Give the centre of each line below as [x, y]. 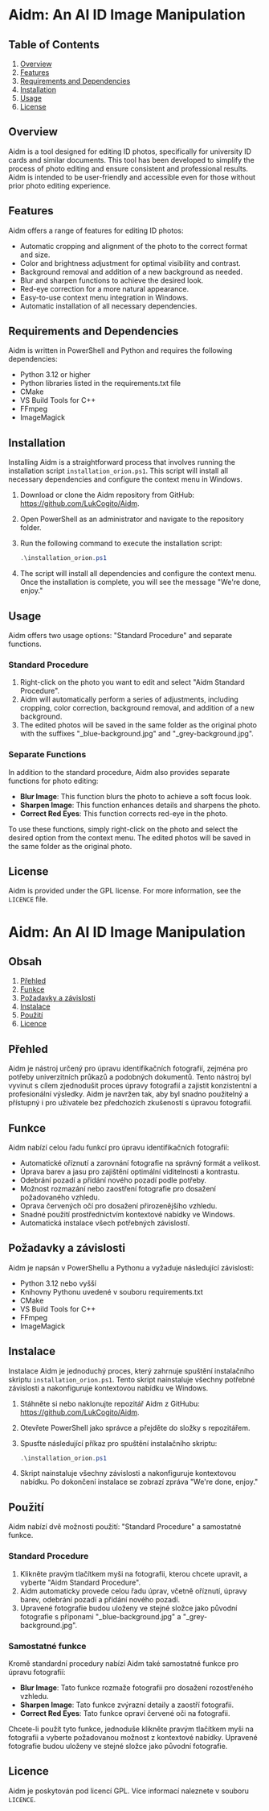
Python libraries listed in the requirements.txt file [100, 383]
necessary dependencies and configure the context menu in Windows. [125, 479]
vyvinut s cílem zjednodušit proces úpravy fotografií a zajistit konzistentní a [133, 1086]
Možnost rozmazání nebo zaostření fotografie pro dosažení [118, 1188]
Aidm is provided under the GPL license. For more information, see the [125, 891]
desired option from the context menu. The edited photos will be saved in [130, 837]
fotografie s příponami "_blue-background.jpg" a [100, 1616]
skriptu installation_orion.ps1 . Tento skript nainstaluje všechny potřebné [132, 1379]
